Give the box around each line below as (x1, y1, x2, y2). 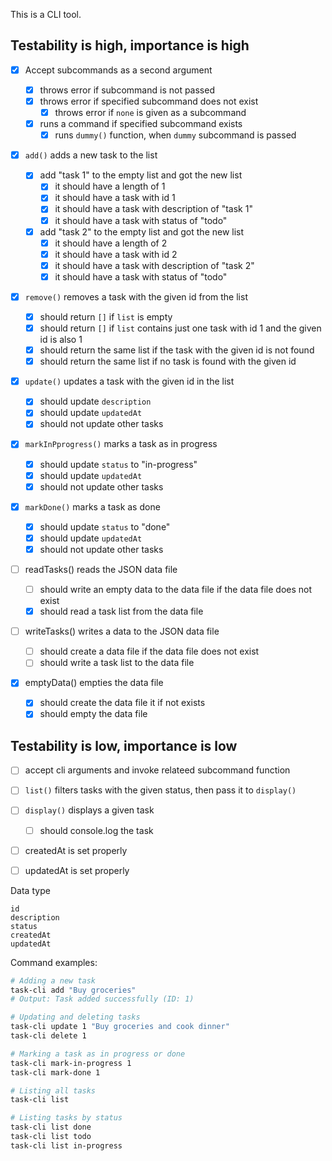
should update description (39, 395, 152, 408)
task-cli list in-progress (10, 1140, 123, 1151)
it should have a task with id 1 (54, 192, 176, 204)
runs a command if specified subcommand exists (39, 118, 243, 130)
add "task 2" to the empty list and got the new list (39, 225, 245, 238)
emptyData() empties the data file (24, 677, 164, 689)
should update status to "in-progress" (39, 458, 198, 470)
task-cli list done (10, 1122, 92, 1133)
